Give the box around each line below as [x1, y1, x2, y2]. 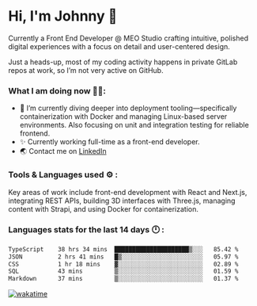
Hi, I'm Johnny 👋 [8, 7, 118, 25]
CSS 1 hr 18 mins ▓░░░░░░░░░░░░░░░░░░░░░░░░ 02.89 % [8, 260, 239, 268]
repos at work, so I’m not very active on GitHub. [8, 65, 164, 75]
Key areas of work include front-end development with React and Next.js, [8, 187, 248, 197]
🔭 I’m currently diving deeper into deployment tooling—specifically [19, 103, 237, 113]
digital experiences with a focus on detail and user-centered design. [8, 41, 231, 51]
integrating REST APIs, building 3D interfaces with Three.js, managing [8, 196, 236, 205]
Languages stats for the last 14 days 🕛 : [8, 224, 164, 235]
